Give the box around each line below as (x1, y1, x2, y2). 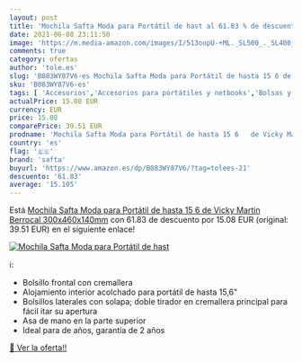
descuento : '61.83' (9, 172, 83, 181)
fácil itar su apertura (22, 306, 98, 317)
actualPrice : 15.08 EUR (9, 96, 99, 106)
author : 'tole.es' (9, 64, 78, 73)
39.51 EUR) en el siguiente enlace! (9, 224, 136, 234)
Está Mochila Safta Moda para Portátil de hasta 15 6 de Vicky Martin (9, 205, 261, 216)
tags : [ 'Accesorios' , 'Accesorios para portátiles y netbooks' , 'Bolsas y (9, 88, 292, 97)
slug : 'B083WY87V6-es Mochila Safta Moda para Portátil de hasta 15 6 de (9, 72, 292, 81)
